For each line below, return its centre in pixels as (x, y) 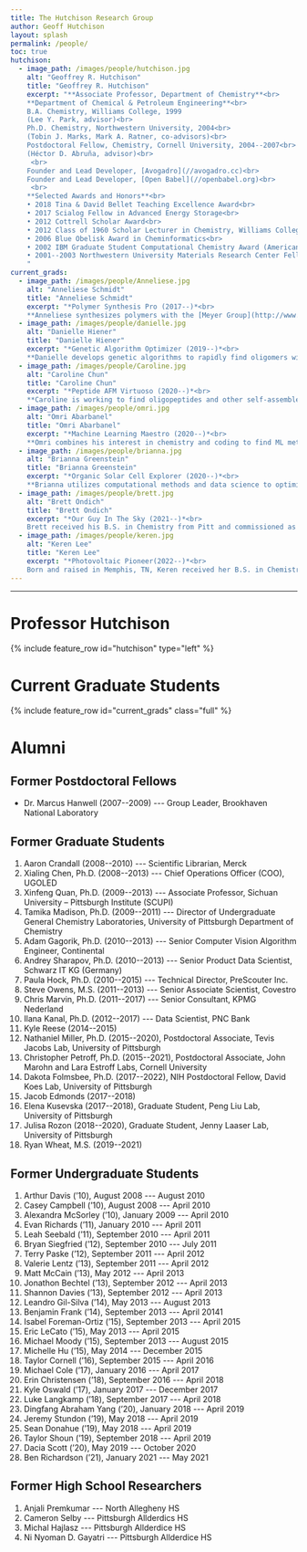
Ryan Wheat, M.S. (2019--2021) (83, 1145)
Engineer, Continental (64, 951)
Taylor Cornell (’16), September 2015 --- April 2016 (119, 1360)
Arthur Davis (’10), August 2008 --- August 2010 (114, 1195)
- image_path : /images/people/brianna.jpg (100, 451)
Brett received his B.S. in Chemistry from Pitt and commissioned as (162, 527)
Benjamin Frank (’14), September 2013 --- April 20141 (123, 1312)
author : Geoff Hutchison (57, 26)
